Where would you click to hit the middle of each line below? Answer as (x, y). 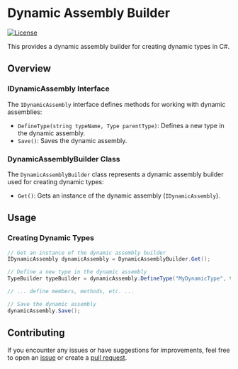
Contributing (36, 333)
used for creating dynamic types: (56, 181)
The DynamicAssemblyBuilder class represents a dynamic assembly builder (115, 174)
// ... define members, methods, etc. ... (71, 292)
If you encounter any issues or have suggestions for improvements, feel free (119, 350)
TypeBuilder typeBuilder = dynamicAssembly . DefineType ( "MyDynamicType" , (117, 279)
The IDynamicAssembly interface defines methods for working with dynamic (117, 104)
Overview (29, 69)
